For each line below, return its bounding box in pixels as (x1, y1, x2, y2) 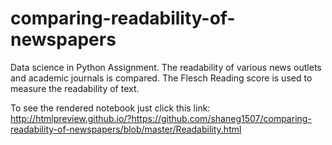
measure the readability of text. (10, 82, 140, 94)
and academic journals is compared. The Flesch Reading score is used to (10, 72, 313, 84)
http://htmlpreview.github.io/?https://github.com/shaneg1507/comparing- (10, 112, 312, 124)
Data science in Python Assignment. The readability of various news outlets (10, 61, 322, 73)
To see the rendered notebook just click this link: (10, 102, 211, 114)
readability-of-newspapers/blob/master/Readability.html (10, 123, 242, 135)
